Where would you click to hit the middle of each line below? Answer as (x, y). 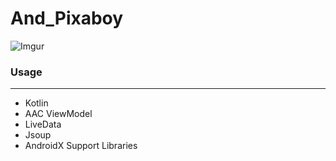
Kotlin (36, 103)
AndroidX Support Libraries (81, 146)
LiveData (43, 124)
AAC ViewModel (58, 114)
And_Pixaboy (67, 18)
